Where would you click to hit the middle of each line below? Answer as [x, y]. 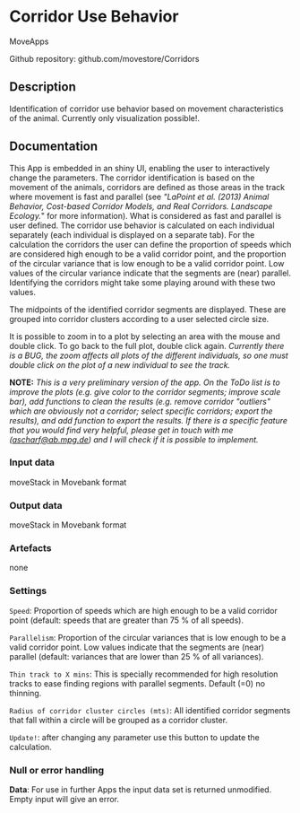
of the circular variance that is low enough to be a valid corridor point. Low [147, 263]
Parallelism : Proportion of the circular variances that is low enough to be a [148, 637]
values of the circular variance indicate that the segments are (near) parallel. [150, 273]
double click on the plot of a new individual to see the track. [120, 364]
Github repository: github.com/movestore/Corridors [104, 58]
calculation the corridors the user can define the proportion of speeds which [150, 244]
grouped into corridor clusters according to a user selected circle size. [139, 319]
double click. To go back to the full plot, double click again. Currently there [147, 345]
